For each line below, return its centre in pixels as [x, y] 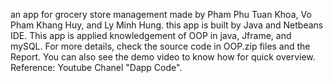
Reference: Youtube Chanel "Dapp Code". [96, 67]
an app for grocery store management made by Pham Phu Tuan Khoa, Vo [161, 14]
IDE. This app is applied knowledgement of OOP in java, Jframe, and [151, 35]
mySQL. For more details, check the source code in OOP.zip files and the [160, 46]
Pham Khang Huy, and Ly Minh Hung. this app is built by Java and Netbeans [167, 25]
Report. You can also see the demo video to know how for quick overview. [163, 57]
